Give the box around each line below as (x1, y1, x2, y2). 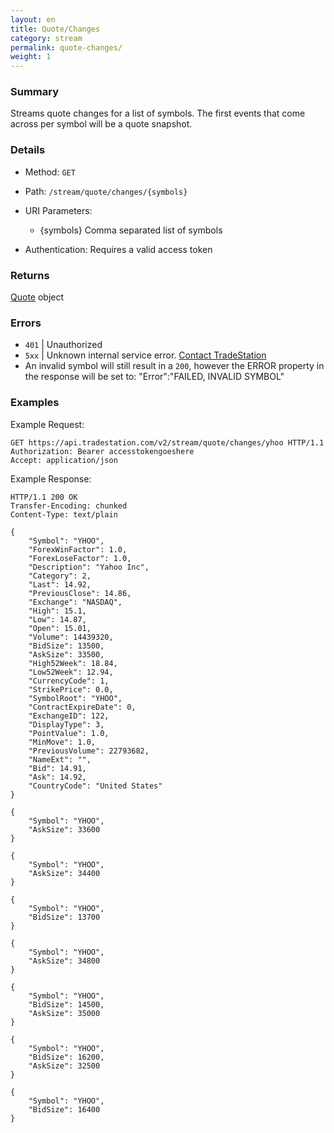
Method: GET (24, 166, 76, 178)
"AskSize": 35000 (28, 1008, 101, 1018)
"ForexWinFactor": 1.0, (28, 544, 128, 555)
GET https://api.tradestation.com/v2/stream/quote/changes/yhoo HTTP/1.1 (10, 437, 325, 448)
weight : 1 (10, 52, 52, 62)
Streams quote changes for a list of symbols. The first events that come (10, 107, 306, 120)
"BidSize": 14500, (28, 999, 105, 1010)
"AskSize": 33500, (28, 649, 105, 660)
